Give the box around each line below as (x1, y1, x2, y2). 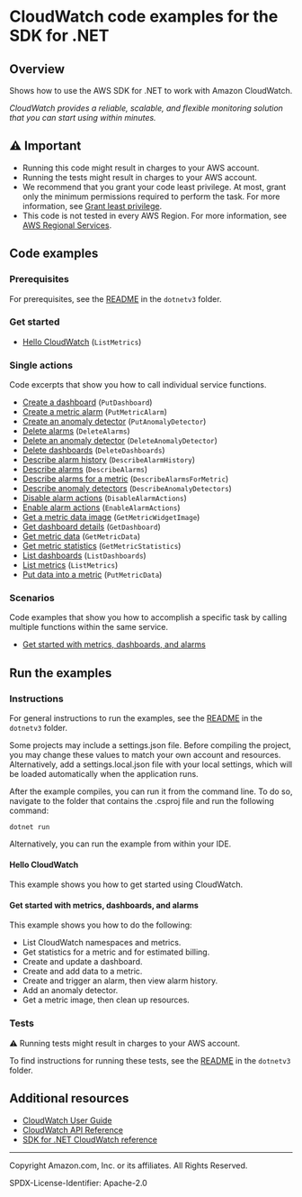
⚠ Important (9, 138, 82, 154)
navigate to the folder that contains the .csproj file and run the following (9, 796, 274, 807)
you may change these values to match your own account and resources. (9, 750, 281, 761)
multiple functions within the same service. (9, 622, 169, 633)
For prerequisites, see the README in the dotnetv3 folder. (9, 293, 222, 304)
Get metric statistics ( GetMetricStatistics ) (22, 541, 182, 552)
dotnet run (9, 823, 50, 832)
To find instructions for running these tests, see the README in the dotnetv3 (9, 1055, 291, 1065)
